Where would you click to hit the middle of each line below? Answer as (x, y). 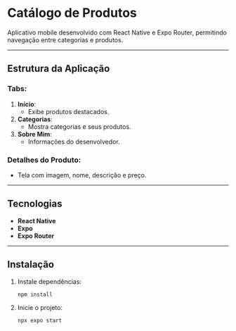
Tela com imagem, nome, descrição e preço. (82, 175)
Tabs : (17, 89)
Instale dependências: (50, 281)
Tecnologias (35, 204)
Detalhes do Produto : (44, 160)
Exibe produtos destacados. (68, 111)
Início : (27, 104)
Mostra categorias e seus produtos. (79, 126)
